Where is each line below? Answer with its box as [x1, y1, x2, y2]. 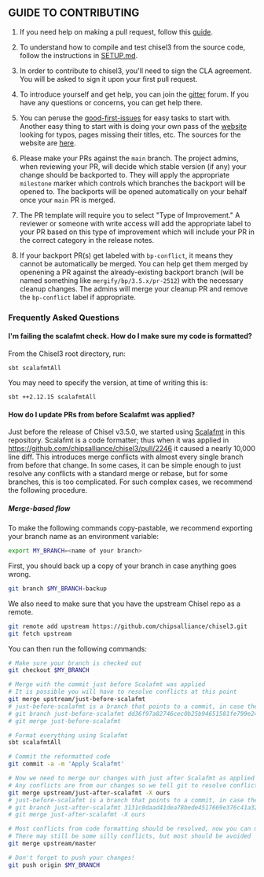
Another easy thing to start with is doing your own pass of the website [19, 121, 247, 130]
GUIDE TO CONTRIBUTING [8, 6, 140, 20]
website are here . [19, 138, 76, 148]
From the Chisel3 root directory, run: [8, 349, 126, 358]
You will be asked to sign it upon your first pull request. [19, 74, 198, 83]
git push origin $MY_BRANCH [8, 860, 101, 869]
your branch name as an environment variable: [8, 532, 159, 541]
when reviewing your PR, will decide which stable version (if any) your [19, 161, 247, 171]
